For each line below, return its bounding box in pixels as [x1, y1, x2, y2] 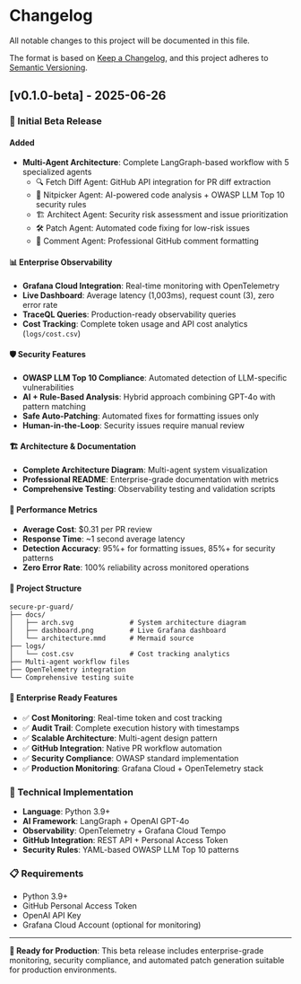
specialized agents [21, 167, 92, 178]
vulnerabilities [21, 382, 74, 392]
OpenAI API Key [21, 910, 82, 921]
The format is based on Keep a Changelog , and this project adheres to [9, 52, 269, 63]
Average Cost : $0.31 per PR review [21, 524, 152, 535]
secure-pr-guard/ [9, 602, 74, 611]
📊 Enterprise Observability [9, 257, 113, 268]
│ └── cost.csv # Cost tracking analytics [9, 650, 230, 659]
